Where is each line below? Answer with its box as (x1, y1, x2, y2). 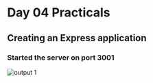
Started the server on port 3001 (7, 53, 115, 62)
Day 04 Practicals (7, 5, 110, 21)
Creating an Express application (7, 32, 147, 44)
